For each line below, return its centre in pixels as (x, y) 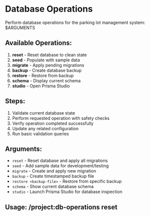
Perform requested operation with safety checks (61, 118)
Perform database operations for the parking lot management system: (75, 22)
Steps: (15, 101)
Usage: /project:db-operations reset (61, 207)
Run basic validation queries (40, 134)
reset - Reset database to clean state (49, 55)
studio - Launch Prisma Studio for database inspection (67, 192)
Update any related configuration (45, 128)
